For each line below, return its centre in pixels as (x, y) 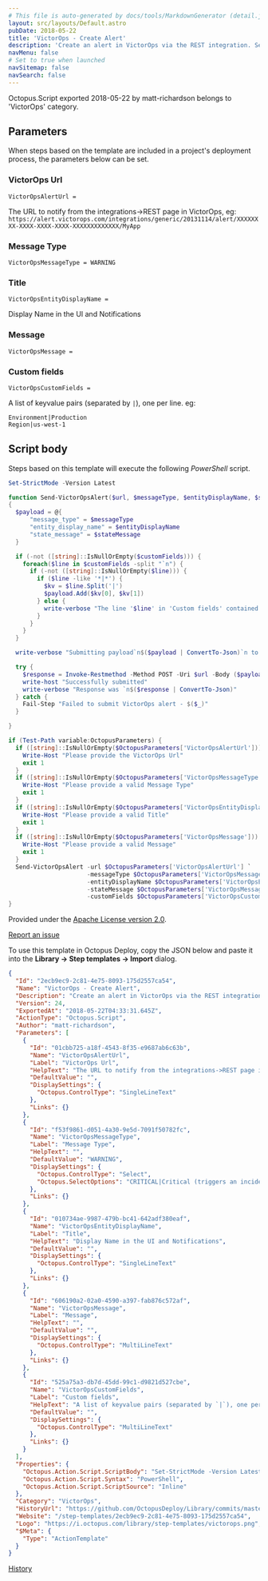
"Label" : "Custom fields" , (74, 1397)
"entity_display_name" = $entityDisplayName (104, 527)
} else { (51, 601)
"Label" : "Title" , (60, 1234)
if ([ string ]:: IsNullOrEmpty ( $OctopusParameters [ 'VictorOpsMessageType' (139, 778)
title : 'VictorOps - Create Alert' (67, 38)
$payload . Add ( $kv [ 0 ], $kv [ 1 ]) (94, 594)
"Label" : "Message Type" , (72, 1144)
